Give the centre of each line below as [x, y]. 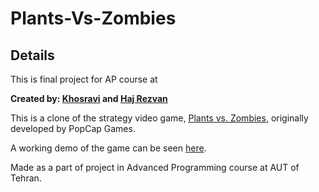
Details [32, 55]
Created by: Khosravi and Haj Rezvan [89, 98]
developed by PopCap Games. [73, 128]
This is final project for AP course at [84, 79]
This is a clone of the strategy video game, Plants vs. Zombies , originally [159, 118]
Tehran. [26, 178]
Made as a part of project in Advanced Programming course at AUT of [155, 167]
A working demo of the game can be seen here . [108, 148]
